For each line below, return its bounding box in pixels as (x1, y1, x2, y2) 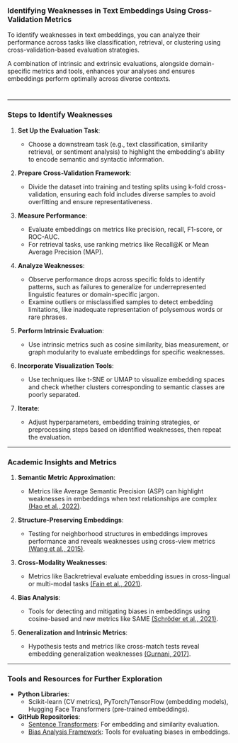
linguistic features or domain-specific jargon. (28, 290, 159, 298)
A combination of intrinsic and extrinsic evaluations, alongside (7, 60, 189, 68)
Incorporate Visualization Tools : (17, 361, 115, 370)
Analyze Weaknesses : (17, 261, 85, 269)
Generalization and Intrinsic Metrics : (17, 628, 128, 637)
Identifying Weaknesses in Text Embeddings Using (7, 6, 186, 16)
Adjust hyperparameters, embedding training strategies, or (28, 418, 200, 426)
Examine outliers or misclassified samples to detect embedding (28, 297, 213, 306)
